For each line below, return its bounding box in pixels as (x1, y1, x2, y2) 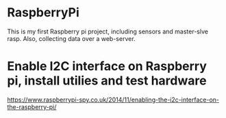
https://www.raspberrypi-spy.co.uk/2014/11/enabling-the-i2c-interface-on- (7, 95, 220, 104)
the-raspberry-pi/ (7, 102, 57, 110)
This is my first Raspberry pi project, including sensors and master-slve (7, 27, 209, 35)
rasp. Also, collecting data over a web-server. (7, 34, 136, 42)
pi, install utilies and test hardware (7, 73, 207, 89)
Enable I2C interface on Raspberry (7, 59, 208, 74)
